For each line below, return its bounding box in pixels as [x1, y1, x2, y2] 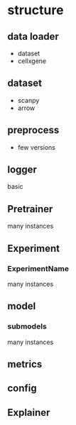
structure [7, 2, 64, 18]
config [7, 382, 37, 394]
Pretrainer [7, 203, 53, 215]
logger [7, 164, 38, 176]
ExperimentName [7, 263, 70, 273]
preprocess [7, 124, 60, 136]
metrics [7, 358, 43, 370]
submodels [7, 321, 48, 331]
